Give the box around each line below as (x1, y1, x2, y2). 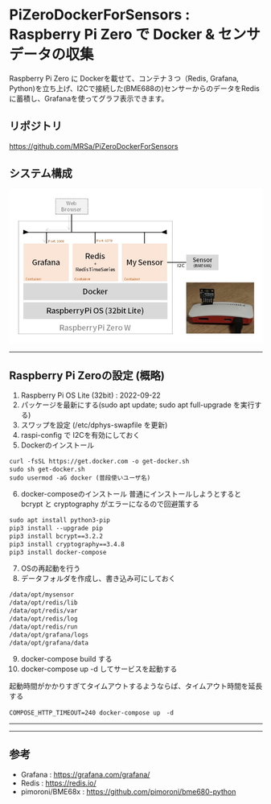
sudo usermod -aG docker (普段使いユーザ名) (9, 473, 151, 482)
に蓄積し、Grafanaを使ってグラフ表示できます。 (9, 93, 169, 103)
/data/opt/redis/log (9, 614, 79, 623)
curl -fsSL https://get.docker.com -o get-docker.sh (9, 457, 190, 465)
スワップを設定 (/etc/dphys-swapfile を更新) (20, 420, 168, 430)
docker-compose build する (20, 654, 113, 663)
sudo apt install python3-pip (9, 516, 111, 524)
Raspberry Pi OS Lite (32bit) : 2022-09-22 (20, 390, 162, 400)
